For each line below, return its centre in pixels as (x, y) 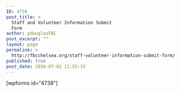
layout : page (22, 45)
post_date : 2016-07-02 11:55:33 (46, 66)
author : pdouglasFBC (32, 34)
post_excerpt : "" (27, 39)
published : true (26, 61)
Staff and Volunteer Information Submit (62, 22)
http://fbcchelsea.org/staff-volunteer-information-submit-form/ (93, 55)
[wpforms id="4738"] (32, 83)
